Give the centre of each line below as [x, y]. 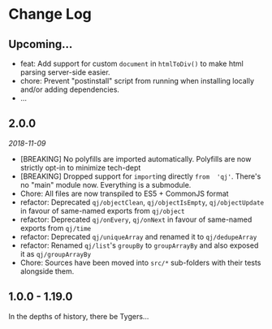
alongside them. [47, 271]
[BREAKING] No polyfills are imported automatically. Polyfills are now [136, 158]
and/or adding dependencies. [70, 89]
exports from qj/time [56, 227]
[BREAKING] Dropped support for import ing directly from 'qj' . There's [140, 176]
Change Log [50, 14]
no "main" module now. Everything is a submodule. [106, 184]
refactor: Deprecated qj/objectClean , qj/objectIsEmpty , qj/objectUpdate [142, 202]
